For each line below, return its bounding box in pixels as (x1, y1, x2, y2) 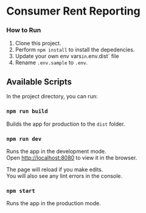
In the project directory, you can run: (6, 93, 98, 100)
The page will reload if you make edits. (6, 166, 103, 173)
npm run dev (6, 135, 42, 142)
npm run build (6, 108, 48, 115)
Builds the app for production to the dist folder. (6, 120, 125, 127)
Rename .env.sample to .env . (15, 59, 88, 66)
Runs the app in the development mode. (6, 147, 106, 155)
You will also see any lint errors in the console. (6, 172, 123, 180)
